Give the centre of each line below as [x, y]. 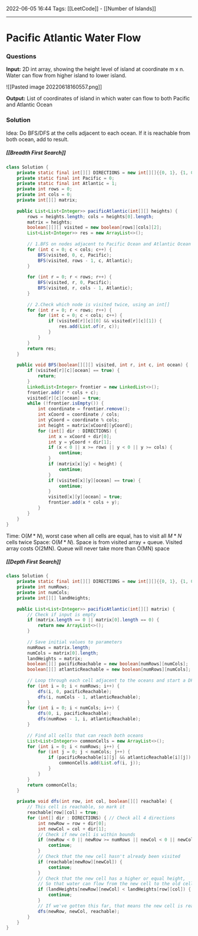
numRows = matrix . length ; [59, 647]
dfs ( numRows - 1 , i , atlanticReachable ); [89, 719]
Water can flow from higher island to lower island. [66, 76]
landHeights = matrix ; [55, 659]
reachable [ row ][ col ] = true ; [63, 812]
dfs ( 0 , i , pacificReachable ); [75, 714]
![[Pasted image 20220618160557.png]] [54, 87]
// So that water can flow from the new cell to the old [109, 884]
